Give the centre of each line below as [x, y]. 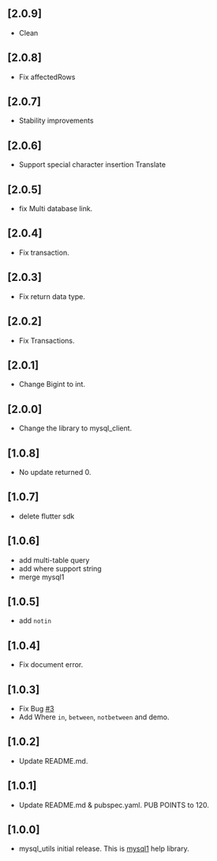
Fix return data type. [52, 296]
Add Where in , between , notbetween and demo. [94, 717]
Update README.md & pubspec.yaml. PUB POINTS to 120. [114, 805]
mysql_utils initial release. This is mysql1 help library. [104, 849]
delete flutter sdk [47, 516]
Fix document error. [51, 665]
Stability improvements [56, 121]
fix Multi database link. [56, 209]
